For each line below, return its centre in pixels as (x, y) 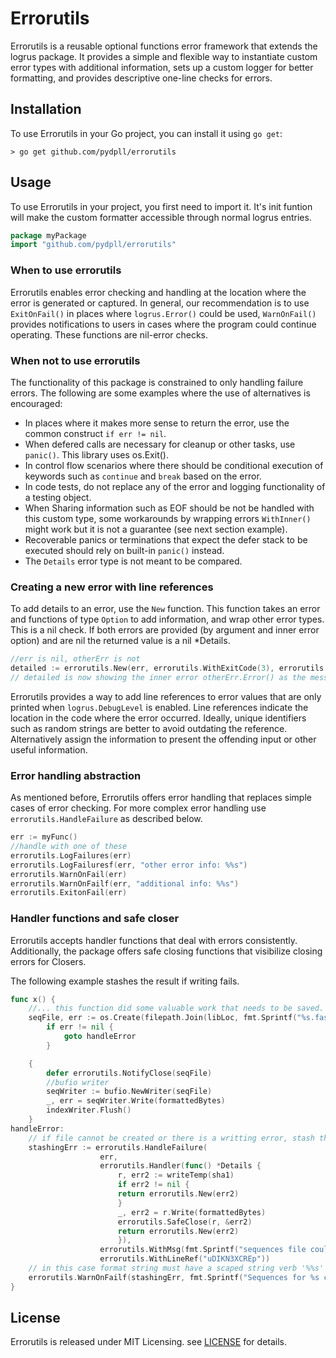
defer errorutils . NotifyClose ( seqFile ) (129, 1073)
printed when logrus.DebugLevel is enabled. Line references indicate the (159, 707)
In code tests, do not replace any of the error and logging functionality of (175, 486)
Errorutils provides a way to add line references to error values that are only (166, 696)
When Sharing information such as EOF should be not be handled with (169, 508)
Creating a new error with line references (112, 587)
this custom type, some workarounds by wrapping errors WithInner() (168, 518)
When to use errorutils (66, 270)
